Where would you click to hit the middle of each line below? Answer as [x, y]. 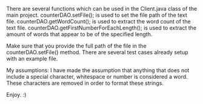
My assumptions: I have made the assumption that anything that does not [98, 70]
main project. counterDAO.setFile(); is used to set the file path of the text [97, 15]
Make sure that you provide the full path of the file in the [76, 46]
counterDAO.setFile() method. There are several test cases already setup [98, 52]
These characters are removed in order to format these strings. [85, 83]
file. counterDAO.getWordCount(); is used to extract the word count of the [98, 21]
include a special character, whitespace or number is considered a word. [97, 77]
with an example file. [32, 59]
